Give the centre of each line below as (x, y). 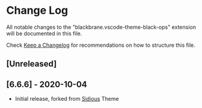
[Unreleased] (32, 64)
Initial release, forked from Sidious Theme (67, 99)
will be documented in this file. (44, 33)
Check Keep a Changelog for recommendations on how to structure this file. (101, 45)
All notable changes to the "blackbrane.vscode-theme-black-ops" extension (101, 27)
